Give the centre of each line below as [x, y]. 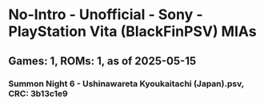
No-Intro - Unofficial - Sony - [106, 15]
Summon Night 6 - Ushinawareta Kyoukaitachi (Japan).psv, [126, 84]
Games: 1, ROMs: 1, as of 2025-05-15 [102, 61]
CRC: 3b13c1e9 [38, 93]
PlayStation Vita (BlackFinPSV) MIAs [133, 31]
